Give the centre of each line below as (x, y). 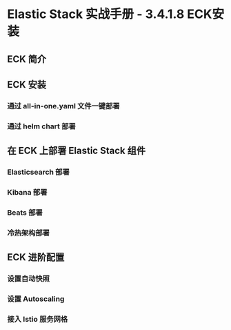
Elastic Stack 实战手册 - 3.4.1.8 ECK (110, 14)
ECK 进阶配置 (36, 257)
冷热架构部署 (29, 233)
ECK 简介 (27, 59)
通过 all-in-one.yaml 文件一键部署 (63, 106)
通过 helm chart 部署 (41, 126)
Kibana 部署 (27, 193)
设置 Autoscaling (36, 299)
